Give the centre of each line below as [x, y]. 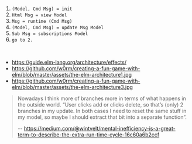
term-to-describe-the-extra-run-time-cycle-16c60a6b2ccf [88, 135]
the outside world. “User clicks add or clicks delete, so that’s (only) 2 [100, 104]
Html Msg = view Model [39, 15]
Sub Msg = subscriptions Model [50, 34]
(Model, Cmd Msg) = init [42, 9]
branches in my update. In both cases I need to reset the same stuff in [102, 111]
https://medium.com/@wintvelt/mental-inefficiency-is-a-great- [100, 128]
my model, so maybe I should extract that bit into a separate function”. [102, 117]
